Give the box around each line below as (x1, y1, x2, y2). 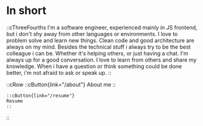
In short (6, 4, 47, 18)
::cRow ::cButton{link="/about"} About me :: (6, 80, 116, 88)
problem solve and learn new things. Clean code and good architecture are (6, 37, 195, 44)
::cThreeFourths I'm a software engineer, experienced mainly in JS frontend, (6, 24, 198, 31)
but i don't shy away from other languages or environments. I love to (6, 30, 178, 37)
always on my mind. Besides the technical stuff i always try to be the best (6, 43, 191, 51)
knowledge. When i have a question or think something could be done (6, 62, 182, 70)
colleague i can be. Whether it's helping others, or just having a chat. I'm (6, 49, 189, 57)
